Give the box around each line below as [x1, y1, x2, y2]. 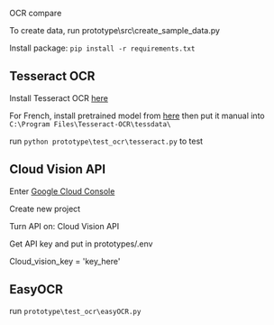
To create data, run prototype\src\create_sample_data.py [9, 25, 221, 35]
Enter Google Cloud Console [9, 185, 115, 197]
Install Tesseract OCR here [9, 92, 108, 103]
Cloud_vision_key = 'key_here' [9, 255, 121, 266]
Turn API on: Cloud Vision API [9, 220, 120, 231]
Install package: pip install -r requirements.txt [9, 42, 196, 53]
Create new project [9, 203, 81, 214]
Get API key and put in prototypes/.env [9, 238, 153, 249]
